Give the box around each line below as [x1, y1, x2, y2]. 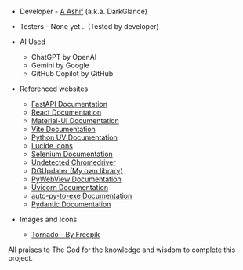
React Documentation [31, 108, 102, 117]
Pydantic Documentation [31, 199, 111, 209]
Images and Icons [19, 215, 78, 224]
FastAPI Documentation [31, 100, 108, 108]
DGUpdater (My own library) [31, 166, 123, 175]
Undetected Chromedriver [31, 158, 116, 167]
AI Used [19, 37, 45, 46]
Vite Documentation [31, 125, 96, 133]
